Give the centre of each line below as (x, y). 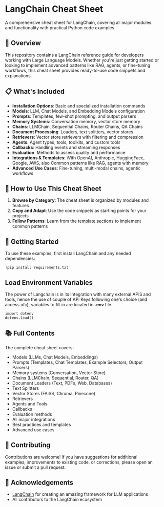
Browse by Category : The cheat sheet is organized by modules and (80, 200)
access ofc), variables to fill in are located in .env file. (59, 305)
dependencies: (20, 259)
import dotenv (20, 314)
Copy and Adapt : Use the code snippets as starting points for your (79, 211)
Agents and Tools (30, 403)
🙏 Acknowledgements (39, 483)
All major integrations (33, 419)
